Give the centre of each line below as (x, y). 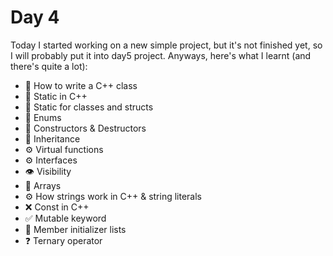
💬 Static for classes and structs (89, 107)
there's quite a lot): (49, 66)
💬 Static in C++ (56, 96)
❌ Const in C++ (57, 207)
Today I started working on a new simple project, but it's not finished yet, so (166, 45)
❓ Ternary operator (63, 240)
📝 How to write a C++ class (81, 85)
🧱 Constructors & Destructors (85, 128)
